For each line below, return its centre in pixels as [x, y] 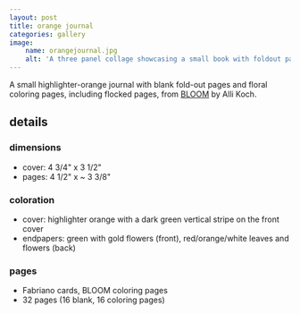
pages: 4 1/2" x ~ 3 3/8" [67, 176]
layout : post [33, 17]
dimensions [35, 148]
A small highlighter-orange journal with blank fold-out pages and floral [138, 85]
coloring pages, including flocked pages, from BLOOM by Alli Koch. [133, 94]
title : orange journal [51, 26]
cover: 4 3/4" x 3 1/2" [62, 167]
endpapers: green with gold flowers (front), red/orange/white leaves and [155, 238]
